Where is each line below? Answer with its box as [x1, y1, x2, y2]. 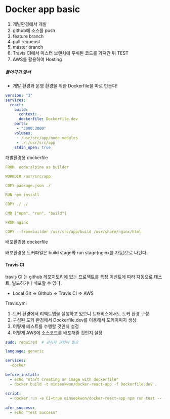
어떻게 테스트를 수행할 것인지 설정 [12, 323, 79, 329]
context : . [18, 112, 42, 117]
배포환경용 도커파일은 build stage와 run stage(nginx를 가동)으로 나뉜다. [5, 250, 148, 256]
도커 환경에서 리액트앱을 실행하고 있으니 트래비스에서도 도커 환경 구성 [12, 310, 149, 316]
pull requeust [12, 38, 40, 44]
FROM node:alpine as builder [5, 165, 69, 170]
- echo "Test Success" [10, 410, 58, 415]
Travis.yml [5, 300, 27, 306]
